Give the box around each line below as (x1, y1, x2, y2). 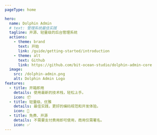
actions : (9, 35, 27, 40)
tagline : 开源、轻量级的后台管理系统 (9, 30, 78, 35)
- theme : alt (13, 53, 41, 58)
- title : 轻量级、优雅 (9, 99, 52, 104)
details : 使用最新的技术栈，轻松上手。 (13, 90, 86, 95)
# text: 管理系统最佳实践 (9, 25, 57, 30)
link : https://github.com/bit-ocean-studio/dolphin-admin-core (17, 63, 153, 67)
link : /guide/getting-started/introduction (17, 48, 110, 54)
